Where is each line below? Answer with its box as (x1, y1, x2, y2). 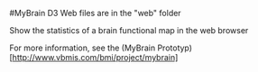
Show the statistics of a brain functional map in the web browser (9, 25, 249, 35)
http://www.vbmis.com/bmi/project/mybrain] (12, 52, 179, 62)
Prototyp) (157, 42, 192, 53)
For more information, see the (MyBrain (9, 42, 156, 53)
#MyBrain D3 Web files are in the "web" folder (9, 8, 182, 18)
